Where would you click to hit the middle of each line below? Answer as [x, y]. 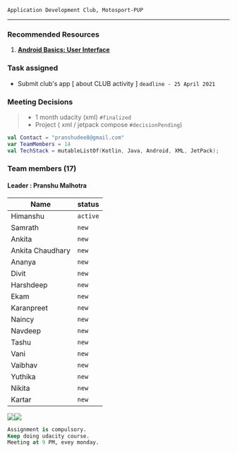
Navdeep [26, 330]
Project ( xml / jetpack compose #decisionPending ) [109, 124]
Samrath [25, 227]
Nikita [20, 388]
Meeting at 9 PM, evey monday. [53, 442]
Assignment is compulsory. [47, 429]
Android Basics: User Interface [64, 50]
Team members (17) [42, 169]
